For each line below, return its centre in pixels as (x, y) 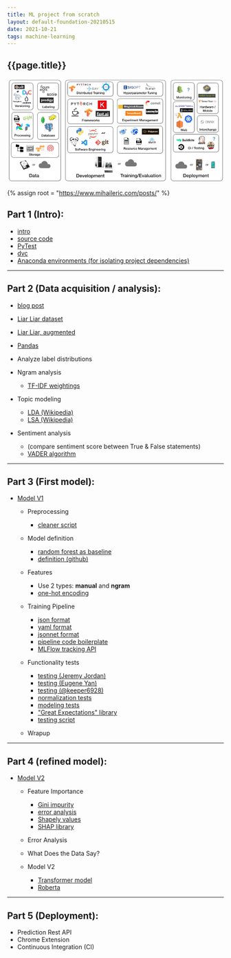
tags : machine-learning (41, 37)
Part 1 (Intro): (35, 215)
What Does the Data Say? (64, 854)
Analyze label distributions (55, 359)
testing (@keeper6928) (71, 690)
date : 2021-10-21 (32, 29)
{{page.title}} (37, 65)
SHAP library (56, 827)
